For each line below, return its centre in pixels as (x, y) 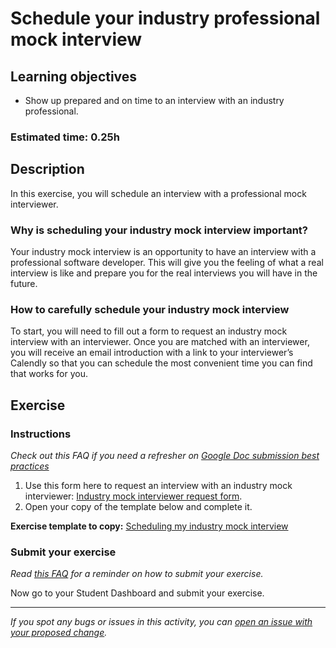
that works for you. (49, 374)
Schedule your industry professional (165, 18)
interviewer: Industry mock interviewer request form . (133, 496)
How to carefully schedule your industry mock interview (150, 309)
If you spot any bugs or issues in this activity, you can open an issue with (161, 622)
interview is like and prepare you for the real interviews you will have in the (164, 273)
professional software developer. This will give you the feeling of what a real (167, 263)
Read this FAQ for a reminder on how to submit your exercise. (137, 574)
